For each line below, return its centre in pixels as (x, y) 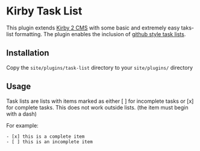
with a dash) (22, 114)
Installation (28, 53)
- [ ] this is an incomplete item (50, 142)
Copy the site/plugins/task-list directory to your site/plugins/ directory (100, 67)
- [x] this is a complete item (45, 137)
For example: (23, 125)
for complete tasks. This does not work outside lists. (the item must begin (97, 107)
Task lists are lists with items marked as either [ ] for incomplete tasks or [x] (100, 101)
